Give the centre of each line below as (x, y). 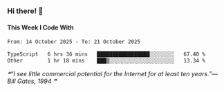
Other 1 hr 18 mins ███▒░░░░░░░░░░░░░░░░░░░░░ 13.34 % (106, 60)
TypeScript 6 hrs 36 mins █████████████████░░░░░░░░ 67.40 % (106, 54)
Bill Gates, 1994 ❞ (32, 81)
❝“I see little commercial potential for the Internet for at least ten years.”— (113, 73)
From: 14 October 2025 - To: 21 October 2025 (74, 42)
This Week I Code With (40, 27)
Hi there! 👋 (25, 11)
